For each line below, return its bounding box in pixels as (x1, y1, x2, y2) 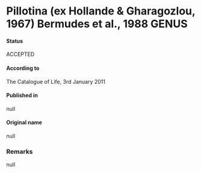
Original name (6, 119, 42, 126)
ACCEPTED (6, 51, 35, 58)
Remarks (6, 147, 33, 156)
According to (6, 64, 40, 72)
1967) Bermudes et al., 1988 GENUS (6, 17, 188, 31)
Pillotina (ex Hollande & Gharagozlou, (6, 4, 196, 18)
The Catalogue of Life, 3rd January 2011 (6, 78, 105, 85)
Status (6, 37, 23, 45)
